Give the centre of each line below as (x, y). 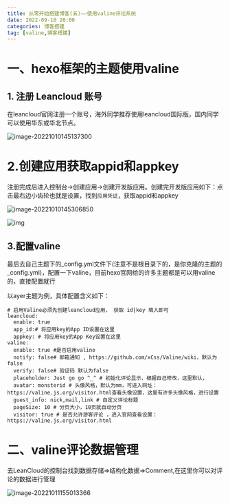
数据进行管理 (37, 479)
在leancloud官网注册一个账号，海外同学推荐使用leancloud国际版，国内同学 (113, 114)
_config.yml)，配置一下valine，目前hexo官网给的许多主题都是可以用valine (111, 272)
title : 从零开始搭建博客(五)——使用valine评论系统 (72, 13)
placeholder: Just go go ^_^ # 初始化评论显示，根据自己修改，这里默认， (111, 378)
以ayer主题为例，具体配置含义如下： (58, 296)
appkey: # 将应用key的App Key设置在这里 (67, 337)
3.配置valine (34, 246)
